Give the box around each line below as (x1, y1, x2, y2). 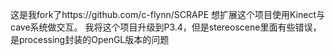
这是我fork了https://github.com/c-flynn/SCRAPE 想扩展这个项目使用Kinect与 (10, 9, 326, 20)
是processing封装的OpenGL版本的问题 (10, 34, 170, 45)
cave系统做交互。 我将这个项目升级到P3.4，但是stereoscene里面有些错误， (10, 21, 322, 33)
